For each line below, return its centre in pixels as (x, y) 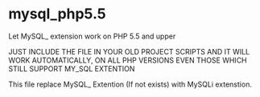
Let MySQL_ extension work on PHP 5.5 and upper (92, 36)
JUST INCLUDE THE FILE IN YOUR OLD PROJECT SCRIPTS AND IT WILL (129, 51)
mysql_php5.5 (57, 14)
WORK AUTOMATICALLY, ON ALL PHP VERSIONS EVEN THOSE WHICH (128, 60)
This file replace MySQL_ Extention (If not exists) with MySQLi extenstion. (130, 84)
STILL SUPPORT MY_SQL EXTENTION (72, 68)
